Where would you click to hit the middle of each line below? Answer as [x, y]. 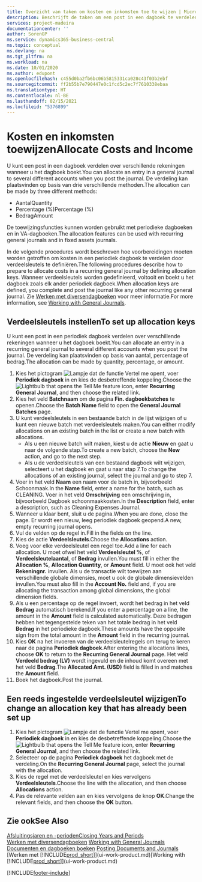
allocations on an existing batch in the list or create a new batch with [100, 431]
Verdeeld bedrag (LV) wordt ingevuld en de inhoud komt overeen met [102, 661]
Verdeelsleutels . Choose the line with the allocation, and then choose [101, 783]
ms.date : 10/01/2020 [33, 68]
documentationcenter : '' [38, 29]
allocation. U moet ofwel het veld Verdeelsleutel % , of [83, 552]
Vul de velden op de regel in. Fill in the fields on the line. [84, 533]
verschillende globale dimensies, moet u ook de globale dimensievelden [104, 578]
